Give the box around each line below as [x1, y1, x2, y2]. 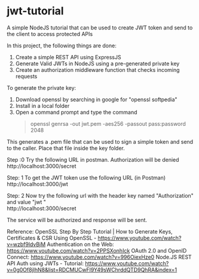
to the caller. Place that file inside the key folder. [7, 144, 125, 151]
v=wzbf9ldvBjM [7, 241, 46, 248]
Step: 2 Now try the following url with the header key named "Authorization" [7, 192, 194, 199]
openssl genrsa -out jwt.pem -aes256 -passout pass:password [30, 120, 186, 127]
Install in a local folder [15, 102, 70, 109]
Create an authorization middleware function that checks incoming [15, 66, 180, 73]
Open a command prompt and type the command [15, 108, 137, 116]
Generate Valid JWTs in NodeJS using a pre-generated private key [15, 60, 180, 67]
